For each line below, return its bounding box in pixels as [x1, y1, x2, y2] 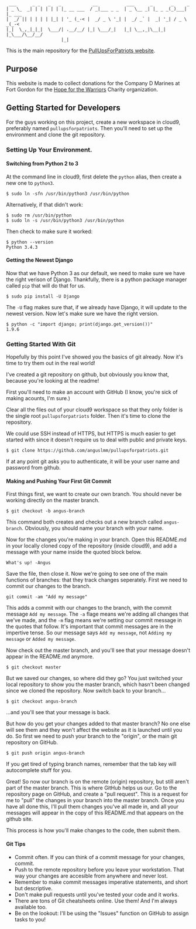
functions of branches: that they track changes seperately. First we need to [6, 576, 188, 583]
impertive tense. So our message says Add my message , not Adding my [6, 629, 172, 636]
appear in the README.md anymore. [6, 653, 94, 660]
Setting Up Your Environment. [6, 146, 92, 154]
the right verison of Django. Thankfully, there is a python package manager [6, 276, 187, 283]
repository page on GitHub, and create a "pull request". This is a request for [6, 791, 188, 798]
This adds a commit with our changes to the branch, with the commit [6, 604, 172, 612]
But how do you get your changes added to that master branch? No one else [6, 720, 191, 727]
